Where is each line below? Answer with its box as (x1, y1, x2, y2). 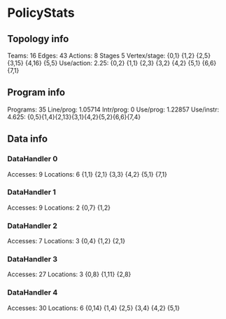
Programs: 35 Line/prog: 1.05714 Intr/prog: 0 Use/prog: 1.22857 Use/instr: (7, 105, 220, 114)
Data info (7, 133, 48, 145)
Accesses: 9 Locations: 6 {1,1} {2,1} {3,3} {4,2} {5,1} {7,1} (7, 170, 168, 178)
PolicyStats (7, 5, 75, 21)
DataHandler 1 (7, 187, 56, 197)
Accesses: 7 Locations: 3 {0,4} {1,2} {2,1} (7, 237, 126, 245)
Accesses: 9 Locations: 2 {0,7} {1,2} (7, 203, 111, 212)
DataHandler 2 (7, 221, 58, 231)
